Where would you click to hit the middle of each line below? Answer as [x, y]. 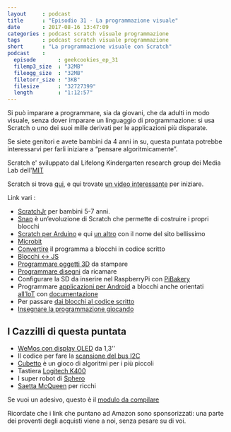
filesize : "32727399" [55, 86]
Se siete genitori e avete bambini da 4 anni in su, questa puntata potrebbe [115, 141]
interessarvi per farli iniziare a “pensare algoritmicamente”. [93, 149]
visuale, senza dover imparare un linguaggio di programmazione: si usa [111, 120]
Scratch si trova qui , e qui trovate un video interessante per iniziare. [106, 184]
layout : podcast [39, 14]
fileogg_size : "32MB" [48, 73]
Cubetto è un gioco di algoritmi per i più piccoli [85, 363]
